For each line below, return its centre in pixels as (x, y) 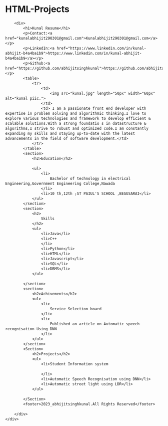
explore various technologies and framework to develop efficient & (78, 118)
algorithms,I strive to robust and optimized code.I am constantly (77, 128)
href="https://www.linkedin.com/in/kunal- (101, 48)
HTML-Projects (37, 9)
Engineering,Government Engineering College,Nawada (60, 183)
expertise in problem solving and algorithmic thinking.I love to (76, 113)
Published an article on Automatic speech (95, 324)
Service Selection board (75, 309)
